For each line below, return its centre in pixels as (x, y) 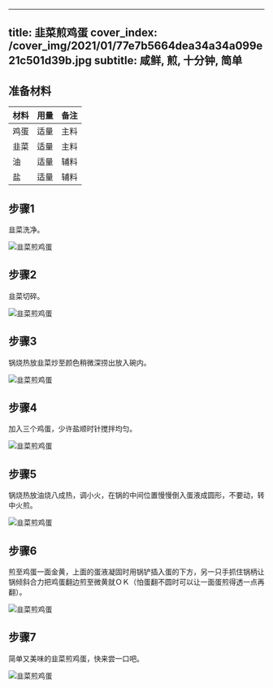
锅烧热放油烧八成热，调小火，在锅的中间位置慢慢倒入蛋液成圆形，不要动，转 (136, 495)
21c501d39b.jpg (50, 61)
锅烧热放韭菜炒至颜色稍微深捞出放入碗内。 (80, 362)
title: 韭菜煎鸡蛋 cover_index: (83, 33)
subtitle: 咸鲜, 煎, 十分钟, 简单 (168, 61)
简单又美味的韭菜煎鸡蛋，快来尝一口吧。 (76, 658)
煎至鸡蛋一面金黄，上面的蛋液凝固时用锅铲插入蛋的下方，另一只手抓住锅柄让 (136, 572)
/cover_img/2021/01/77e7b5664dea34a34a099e (136, 46)
